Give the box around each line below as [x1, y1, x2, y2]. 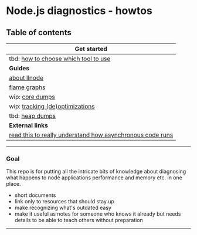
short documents [14, 192, 56, 199]
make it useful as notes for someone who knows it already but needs [14, 210, 181, 217]
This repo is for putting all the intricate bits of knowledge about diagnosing [6, 168, 186, 175]
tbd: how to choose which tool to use [9, 55, 111, 63]
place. [6, 180, 22, 188]
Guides [9, 64, 29, 72]
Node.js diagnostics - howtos [6, 4, 152, 18]
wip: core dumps [9, 93, 55, 101]
